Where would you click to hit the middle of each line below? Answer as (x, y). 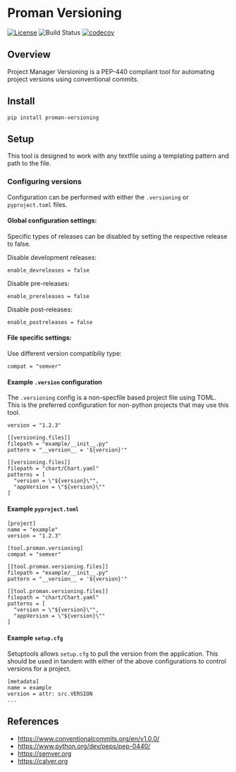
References (33, 722)
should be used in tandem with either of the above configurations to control (117, 661)
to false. (19, 244)
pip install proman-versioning (53, 118)
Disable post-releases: (40, 309)
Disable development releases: (52, 257)
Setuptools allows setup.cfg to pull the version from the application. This (113, 654)
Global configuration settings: (52, 220)
